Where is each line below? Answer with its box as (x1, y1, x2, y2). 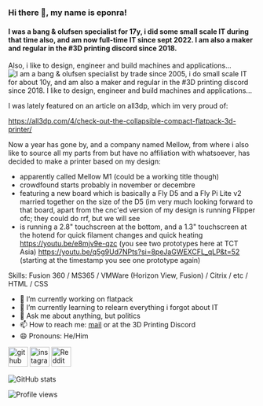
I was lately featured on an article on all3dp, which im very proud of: (8, 101, 228, 111)
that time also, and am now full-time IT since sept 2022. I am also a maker (8, 35, 254, 44)
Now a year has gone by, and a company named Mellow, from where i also (8, 140, 250, 149)
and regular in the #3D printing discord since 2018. (8, 43, 177, 53)
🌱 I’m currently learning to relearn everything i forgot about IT (19, 303, 218, 312)
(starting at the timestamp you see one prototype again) (19, 256, 201, 265)
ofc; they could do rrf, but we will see (19, 214, 141, 223)
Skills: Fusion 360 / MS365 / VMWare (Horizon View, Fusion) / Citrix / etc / (8, 271, 249, 280)
